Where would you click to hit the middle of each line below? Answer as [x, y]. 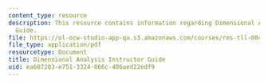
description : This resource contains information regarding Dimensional [132, 23]
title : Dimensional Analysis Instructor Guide [87, 60]
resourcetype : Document [48, 52]
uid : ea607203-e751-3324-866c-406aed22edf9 [82, 67]
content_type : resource [48, 15]
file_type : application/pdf [55, 45]
